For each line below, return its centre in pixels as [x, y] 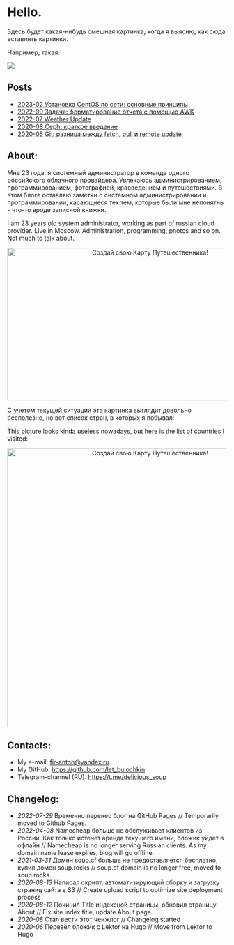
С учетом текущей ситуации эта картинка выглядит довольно [99, 410]
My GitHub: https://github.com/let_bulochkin [81, 770]
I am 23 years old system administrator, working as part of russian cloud [111, 223]
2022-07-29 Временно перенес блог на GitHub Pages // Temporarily [118, 816]
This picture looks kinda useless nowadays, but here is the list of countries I [116, 431]
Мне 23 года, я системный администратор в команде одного [99, 172]
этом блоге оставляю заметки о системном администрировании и [107, 195]
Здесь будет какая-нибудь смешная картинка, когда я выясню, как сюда [116, 31]
